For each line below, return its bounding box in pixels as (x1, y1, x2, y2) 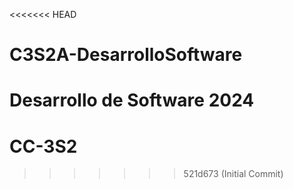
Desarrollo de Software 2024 (9, 89, 255, 112)
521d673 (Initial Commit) (183, 168, 284, 180)
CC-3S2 (9, 135, 78, 158)
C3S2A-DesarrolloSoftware (9, 44, 243, 66)
